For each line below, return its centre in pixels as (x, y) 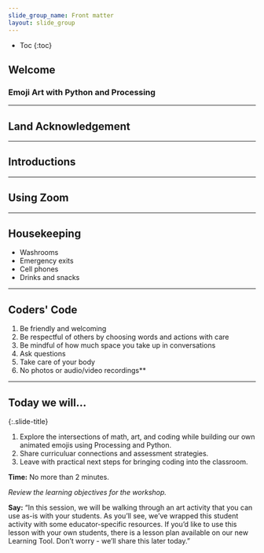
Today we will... (47, 402)
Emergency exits (46, 261)
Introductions (42, 162)
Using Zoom (38, 198)
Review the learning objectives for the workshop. (88, 492)
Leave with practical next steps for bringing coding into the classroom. (134, 462)
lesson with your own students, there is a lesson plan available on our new (128, 533)
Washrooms (39, 253)
